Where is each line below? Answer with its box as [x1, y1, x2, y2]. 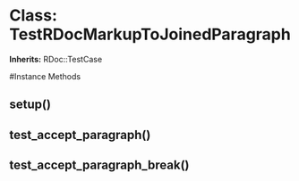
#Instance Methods [9, 70, 81, 81]
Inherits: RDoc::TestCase [9, 53, 103, 64]
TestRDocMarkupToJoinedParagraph [9, 24, 291, 45]
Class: [9, 5, 58, 26]
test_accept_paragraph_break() [9, 158, 190, 173]
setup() [9, 97, 52, 112]
